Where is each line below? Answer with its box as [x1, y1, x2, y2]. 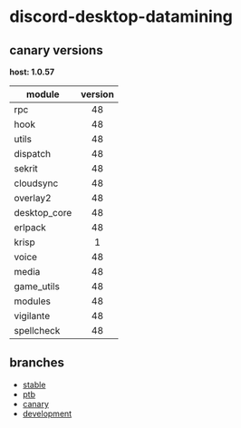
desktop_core [14, 207, 72, 219]
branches [9, 355, 65, 371]
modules [14, 295, 52, 307]
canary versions [9, 43, 103, 58]
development [22, 408, 72, 419]
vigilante [14, 310, 51, 322]
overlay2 [14, 192, 52, 204]
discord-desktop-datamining [9, 6, 234, 27]
